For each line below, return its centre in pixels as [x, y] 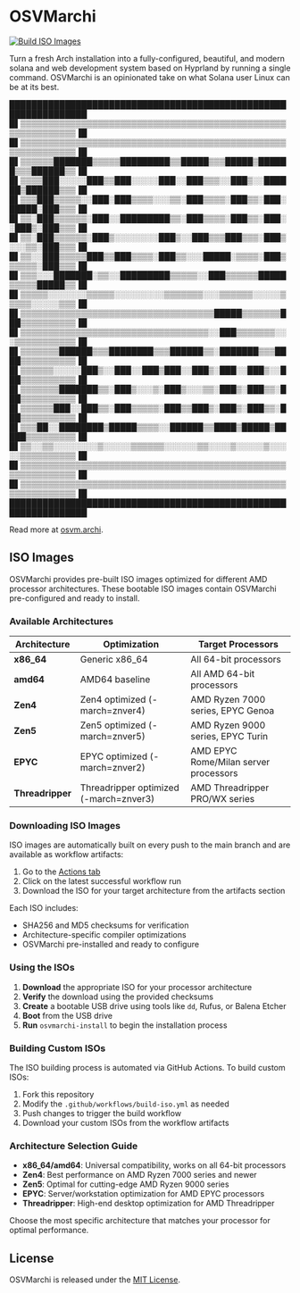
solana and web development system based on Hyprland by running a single [150, 68]
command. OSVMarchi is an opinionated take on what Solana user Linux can [150, 77]
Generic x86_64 [114, 660]
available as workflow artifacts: [67, 855]
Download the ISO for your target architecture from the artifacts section [154, 891]
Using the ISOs [42, 968]
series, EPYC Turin [229, 737]
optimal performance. [49, 1230]
